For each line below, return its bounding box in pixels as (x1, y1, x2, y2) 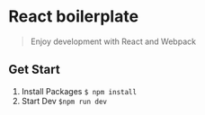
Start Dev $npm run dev (21, 95, 107, 106)
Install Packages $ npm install (21, 85, 137, 96)
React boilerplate (8, 6, 139, 27)
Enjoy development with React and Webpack (30, 36, 197, 47)
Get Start (8, 62, 60, 77)
